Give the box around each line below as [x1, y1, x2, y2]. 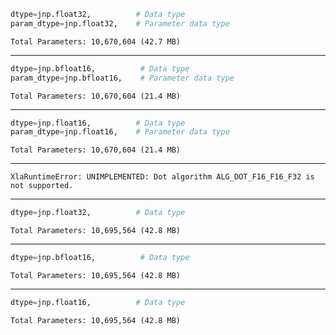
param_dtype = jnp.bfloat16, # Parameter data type [10, 73, 235, 83]
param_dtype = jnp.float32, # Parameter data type [10, 18, 230, 29]
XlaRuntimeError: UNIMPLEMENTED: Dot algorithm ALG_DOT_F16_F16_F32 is [10, 172, 315, 182]
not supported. [10, 181, 74, 191]
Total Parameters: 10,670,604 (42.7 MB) [10, 36, 182, 47]
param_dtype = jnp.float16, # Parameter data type [10, 127, 230, 137]
